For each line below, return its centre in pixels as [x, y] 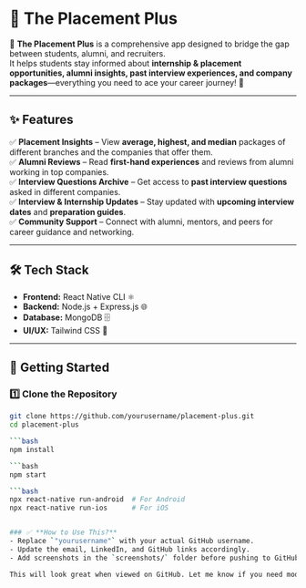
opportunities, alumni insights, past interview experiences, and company [151, 73]
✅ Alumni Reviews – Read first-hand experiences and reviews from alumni [152, 161]
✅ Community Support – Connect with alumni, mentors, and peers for [141, 222]
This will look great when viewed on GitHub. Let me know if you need [146, 574]
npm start [28, 475]
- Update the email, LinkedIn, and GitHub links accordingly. [130, 549]
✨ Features [41, 120]
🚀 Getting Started [60, 367]
